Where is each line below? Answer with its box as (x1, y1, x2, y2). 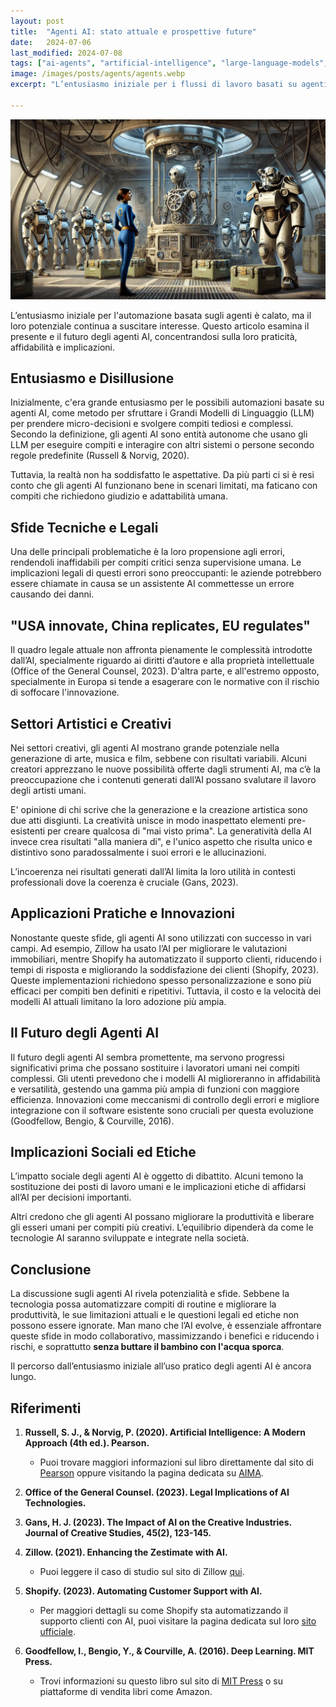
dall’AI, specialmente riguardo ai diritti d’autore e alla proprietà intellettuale (10, 655, 315, 667)
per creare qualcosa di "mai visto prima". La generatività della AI (47, 825, 312, 837)
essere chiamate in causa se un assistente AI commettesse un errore (10, 578, 295, 590)
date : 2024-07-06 (10, 37, 92, 47)
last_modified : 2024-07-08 (10, 48, 123, 58)
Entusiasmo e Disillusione (10, 370, 175, 387)
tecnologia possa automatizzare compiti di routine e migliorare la (10, 1298, 277, 1310)
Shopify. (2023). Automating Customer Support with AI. (24, 1585, 263, 1597)
